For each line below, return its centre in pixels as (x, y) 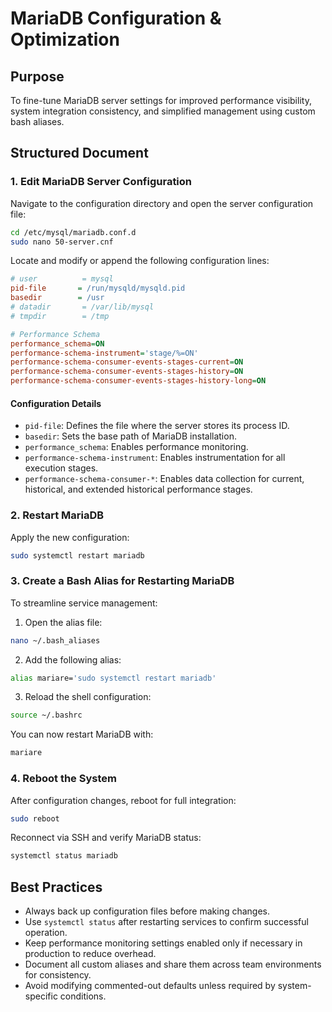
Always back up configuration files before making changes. (147, 911)
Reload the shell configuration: (88, 697)
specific (41, 996)
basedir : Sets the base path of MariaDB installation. (130, 436)
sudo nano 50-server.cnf (62, 242)
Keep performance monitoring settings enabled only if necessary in (163, 943)
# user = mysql (62, 279)
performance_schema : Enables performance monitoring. (136, 447)
